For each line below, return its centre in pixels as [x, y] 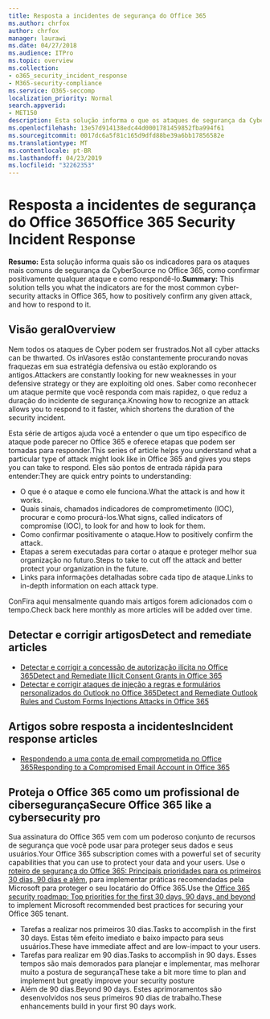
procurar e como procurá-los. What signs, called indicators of [121, 517]
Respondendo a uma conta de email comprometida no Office [121, 758]
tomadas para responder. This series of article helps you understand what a [133, 450]
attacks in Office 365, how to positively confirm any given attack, [145, 296]
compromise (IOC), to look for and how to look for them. [113, 526]
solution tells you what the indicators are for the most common [112, 287]
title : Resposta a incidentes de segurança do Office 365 [107, 16]
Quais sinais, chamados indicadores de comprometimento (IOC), [127, 509]
